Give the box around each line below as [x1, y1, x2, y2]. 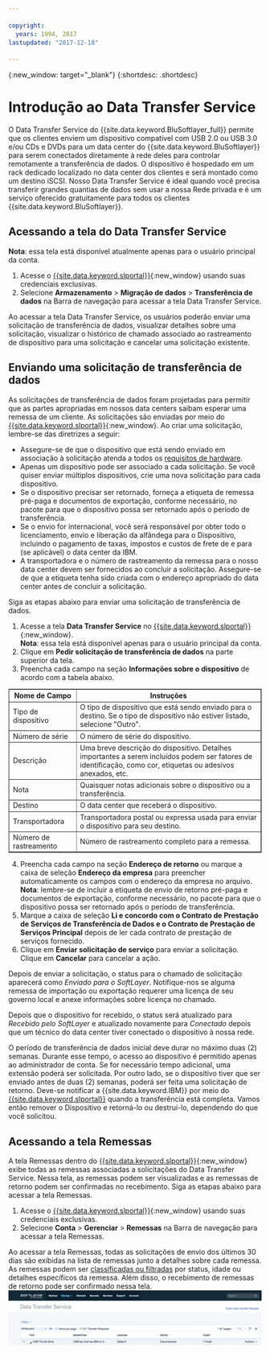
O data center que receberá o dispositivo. [80, 801, 217, 811]
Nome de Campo [14, 691, 72, 700]
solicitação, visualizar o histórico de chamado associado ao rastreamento [8, 328, 252, 338]
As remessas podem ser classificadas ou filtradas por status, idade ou [8, 1264, 241, 1274]
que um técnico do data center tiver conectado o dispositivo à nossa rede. [8, 1027, 255, 1037]
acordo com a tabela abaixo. [19, 672, 115, 682]
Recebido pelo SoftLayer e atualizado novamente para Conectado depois [8, 1019, 252, 1029]
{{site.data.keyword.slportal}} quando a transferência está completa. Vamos [8, 1095, 260, 1104]
